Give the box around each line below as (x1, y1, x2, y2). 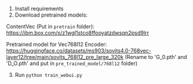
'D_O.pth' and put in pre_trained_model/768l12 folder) (6, 60, 138, 67)
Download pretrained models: (14, 11, 88, 18)
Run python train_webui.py (14, 71, 82, 78)
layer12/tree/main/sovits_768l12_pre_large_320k (6, 54, 124, 60)
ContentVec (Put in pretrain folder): (6, 23, 95, 30)
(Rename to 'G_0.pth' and (124, 54, 188, 60)
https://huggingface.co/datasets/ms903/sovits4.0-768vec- (6, 47, 152, 54)
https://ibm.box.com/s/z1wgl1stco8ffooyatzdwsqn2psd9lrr (6, 29, 150, 36)
